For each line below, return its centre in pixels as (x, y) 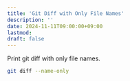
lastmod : (20, 33)
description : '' (30, 20)
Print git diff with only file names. (54, 58)
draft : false (26, 39)
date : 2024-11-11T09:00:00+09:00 (55, 26)
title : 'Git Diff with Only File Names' (66, 13)
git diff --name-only (38, 71)
